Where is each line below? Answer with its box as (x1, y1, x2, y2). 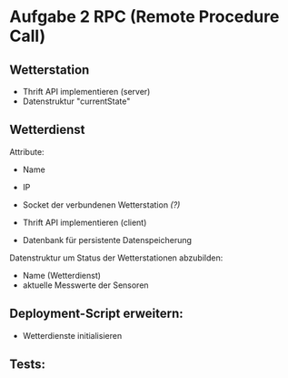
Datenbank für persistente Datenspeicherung (22, 234, 193, 245)
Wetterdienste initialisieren (22, 330, 123, 341)
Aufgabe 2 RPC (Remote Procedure (9, 6, 280, 27)
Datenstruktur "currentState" (22, 96, 131, 107)
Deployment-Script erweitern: (9, 306, 184, 322)
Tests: (9, 357, 45, 373)
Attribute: (9, 146, 45, 157)
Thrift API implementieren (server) (22, 87, 151, 97)
